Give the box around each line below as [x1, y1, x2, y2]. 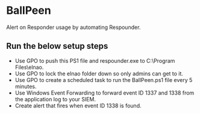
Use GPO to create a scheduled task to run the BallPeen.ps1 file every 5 [14, 76, 193, 83]
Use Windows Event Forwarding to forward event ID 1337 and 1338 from [14, 89, 195, 97]
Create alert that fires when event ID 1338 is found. [14, 102, 142, 109]
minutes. [14, 83, 37, 90]
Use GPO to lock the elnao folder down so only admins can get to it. [14, 70, 184, 77]
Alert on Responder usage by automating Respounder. [6, 24, 141, 31]
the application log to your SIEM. [14, 95, 96, 103]
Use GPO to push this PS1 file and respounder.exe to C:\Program [14, 57, 175, 64]
